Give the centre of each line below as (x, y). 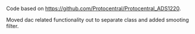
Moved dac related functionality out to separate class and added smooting (97, 20)
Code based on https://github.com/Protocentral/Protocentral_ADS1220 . (94, 8)
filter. (13, 26)
